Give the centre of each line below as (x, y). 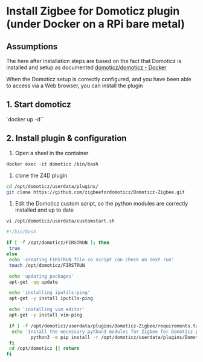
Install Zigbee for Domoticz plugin (93, 11)
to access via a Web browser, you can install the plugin (75, 85)
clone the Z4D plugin (41, 175)
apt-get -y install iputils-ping (51, 298)
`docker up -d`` (25, 119)
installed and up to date (44, 210)
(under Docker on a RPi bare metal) (96, 24)
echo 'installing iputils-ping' (50, 293)
